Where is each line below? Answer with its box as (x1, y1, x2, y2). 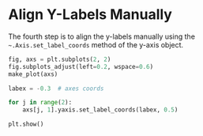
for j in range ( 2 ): (8, 99, 73, 107)
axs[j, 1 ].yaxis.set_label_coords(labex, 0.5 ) (22, 106, 179, 114)
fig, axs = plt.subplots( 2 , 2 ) (8, 55, 111, 63)
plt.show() (8, 120, 44, 128)
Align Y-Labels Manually (8, 6, 172, 24)
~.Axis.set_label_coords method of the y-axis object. (8, 40, 184, 49)
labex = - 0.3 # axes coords (8, 85, 104, 93)
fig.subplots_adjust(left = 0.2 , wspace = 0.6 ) (8, 62, 154, 70)
